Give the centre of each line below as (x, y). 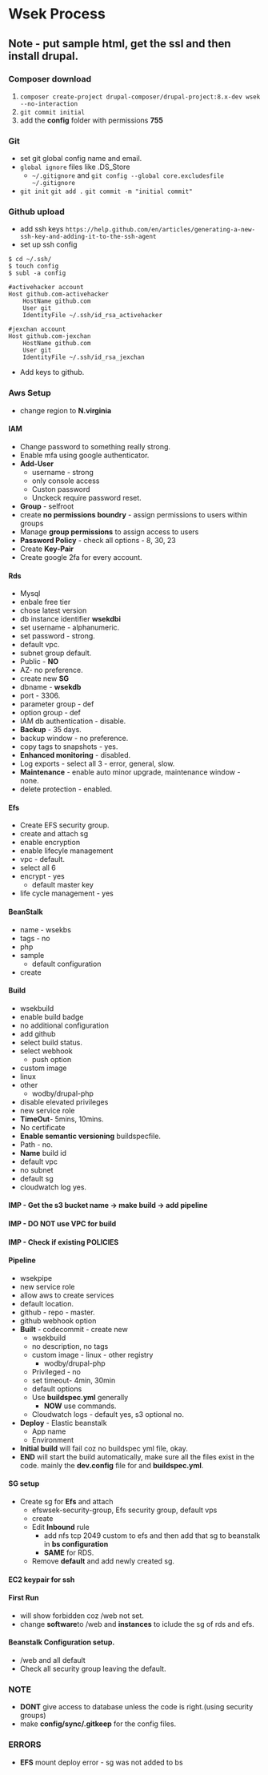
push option (52, 1059)
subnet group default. (56, 653)
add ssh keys (42, 229)
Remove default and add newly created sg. (103, 1561)
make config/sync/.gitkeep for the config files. (98, 1724)
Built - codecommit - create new (74, 1329)
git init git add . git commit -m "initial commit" (106, 192)
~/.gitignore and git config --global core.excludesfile (128, 175)
